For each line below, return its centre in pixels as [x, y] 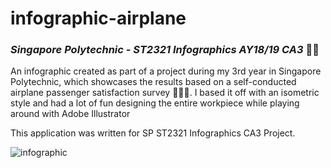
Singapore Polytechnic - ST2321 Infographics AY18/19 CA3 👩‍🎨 [165, 50]
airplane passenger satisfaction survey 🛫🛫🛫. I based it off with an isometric [165, 93]
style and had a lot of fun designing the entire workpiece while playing [155, 103]
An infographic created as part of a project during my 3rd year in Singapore [166, 71]
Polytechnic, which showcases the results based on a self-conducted [153, 82]
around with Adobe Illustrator [70, 114]
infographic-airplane [98, 18]
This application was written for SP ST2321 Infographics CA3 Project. [153, 133]
